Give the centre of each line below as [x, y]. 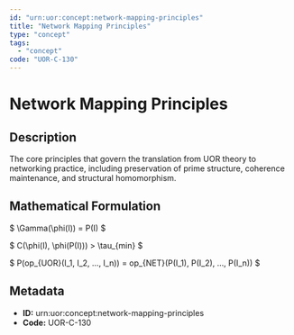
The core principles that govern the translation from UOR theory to [133, 159]
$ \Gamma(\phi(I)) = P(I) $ [58, 228]
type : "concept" [40, 34]
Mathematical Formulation [85, 207]
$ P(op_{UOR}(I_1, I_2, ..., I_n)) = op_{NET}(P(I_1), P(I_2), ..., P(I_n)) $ [135, 263]
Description [43, 137]
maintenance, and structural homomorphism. [93, 178]
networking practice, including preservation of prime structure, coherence [147, 168]
